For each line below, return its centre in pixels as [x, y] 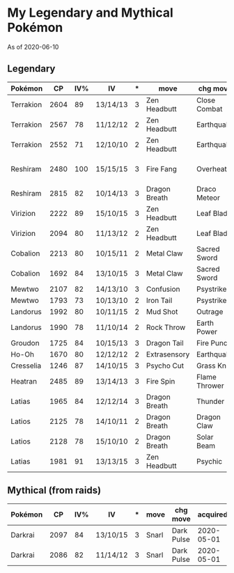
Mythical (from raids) [54, 490]
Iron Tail [159, 300]
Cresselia [26, 366]
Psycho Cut [165, 366]
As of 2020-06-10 [33, 47]
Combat [209, 109]
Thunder [210, 401]
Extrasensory [168, 354]
